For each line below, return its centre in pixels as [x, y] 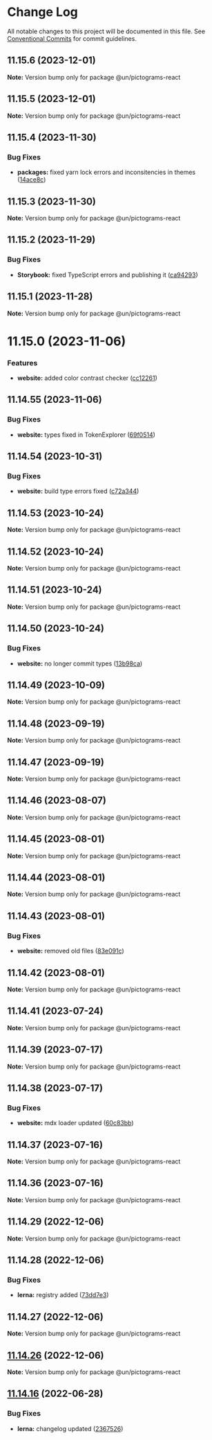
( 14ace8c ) [31, 180]
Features [22, 363]
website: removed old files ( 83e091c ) [70, 951]
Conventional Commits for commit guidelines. [72, 38]
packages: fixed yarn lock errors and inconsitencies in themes [106, 172]
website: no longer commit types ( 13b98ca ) [80, 663]
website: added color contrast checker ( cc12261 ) [87, 378]
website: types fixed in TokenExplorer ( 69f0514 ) [86, 435]
